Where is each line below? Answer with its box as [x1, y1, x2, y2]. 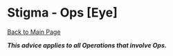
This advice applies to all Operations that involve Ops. [7, 41, 167, 49]
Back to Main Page [7, 28, 61, 36]
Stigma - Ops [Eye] [7, 5, 118, 21]
